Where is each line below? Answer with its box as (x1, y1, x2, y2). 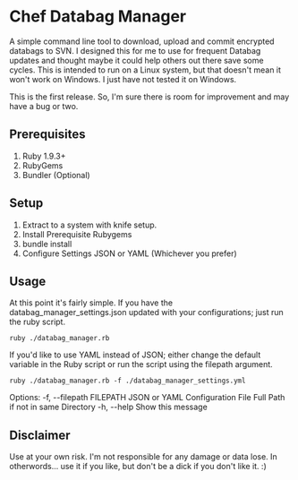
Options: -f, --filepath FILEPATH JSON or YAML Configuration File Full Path (9, 392, 285, 403)
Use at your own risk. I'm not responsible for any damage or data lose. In (9, 451, 277, 462)
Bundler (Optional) (21, 169, 91, 180)
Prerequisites (9, 127, 86, 142)
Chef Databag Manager (9, 6, 187, 27)
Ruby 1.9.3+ (21, 150, 66, 161)
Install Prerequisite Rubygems (21, 228, 132, 239)
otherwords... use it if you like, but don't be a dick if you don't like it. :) (9, 461, 267, 472)
